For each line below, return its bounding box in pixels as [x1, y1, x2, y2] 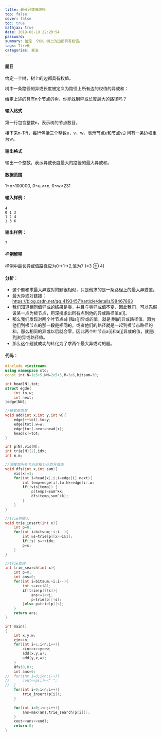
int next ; [14, 395, 34, 400]
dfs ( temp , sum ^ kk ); [31, 494, 69, 499]
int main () [5, 624, 27, 629]
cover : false [5, 16, 32, 21]
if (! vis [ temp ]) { [22, 485, 57, 490]
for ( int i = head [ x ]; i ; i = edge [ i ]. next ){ [14, 475, 92, 480]
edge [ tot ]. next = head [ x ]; [14, 426, 64, 431]
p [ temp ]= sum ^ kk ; [31, 489, 64, 494]
